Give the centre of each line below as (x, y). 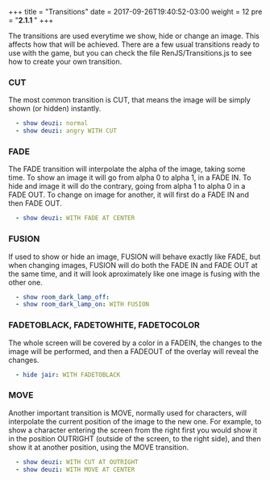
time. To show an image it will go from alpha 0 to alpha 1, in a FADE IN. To (130, 177)
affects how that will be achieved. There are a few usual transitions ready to (134, 44)
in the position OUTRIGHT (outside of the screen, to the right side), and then (135, 438)
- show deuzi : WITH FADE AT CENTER (75, 218)
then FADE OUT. (35, 203)
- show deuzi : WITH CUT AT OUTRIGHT (77, 462)
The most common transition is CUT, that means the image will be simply (130, 100)
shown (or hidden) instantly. (55, 109)
